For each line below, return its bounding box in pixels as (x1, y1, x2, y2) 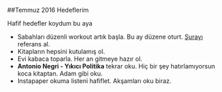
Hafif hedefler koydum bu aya (7, 19, 93, 27)
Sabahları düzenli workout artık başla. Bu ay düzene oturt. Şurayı (17, 33, 203, 41)
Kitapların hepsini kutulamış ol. (17, 48, 106, 55)
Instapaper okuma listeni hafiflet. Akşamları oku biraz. (17, 77, 172, 85)
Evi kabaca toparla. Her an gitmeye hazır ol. (17, 55, 143, 63)
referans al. (17, 40, 50, 48)
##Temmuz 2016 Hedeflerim (7, 6, 89, 14)
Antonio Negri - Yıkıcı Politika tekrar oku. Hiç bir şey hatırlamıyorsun (17, 62, 216, 70)
